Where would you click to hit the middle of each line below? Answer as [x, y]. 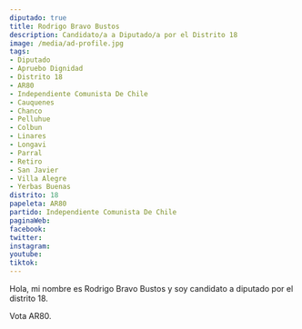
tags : [20, 52]
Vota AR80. [30, 316]
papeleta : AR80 [38, 204]
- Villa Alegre [38, 178]
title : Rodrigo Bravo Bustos [65, 26]
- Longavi [28, 145]
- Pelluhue [30, 119]
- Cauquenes [32, 102]
